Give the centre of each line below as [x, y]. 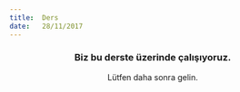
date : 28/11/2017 [46, 26]
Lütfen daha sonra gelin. [153, 77]
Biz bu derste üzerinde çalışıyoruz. [153, 58]
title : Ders [34, 18]
